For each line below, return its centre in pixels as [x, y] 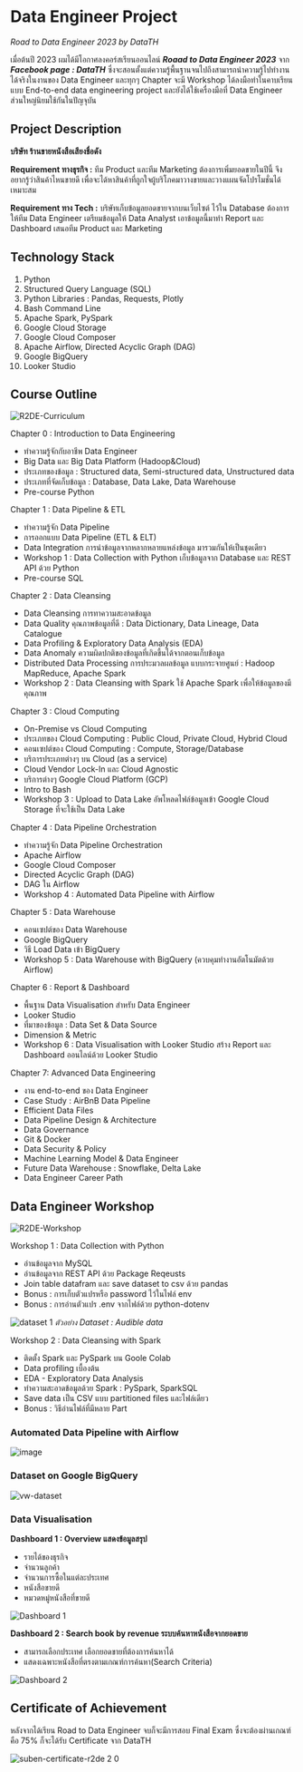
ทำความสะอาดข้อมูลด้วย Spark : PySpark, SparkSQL [110, 1388]
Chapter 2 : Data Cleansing [61, 596]
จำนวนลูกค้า [41, 1567]
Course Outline [54, 394]
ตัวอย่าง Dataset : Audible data [109, 1322]
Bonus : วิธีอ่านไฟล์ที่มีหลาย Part [75, 1408]
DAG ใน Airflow [52, 884]
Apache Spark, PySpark [68, 317]
